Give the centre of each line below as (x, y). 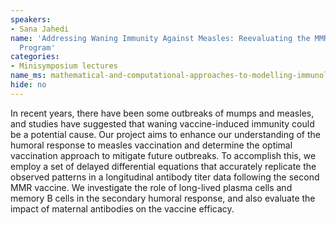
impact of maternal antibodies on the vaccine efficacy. (122, 208)
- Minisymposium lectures (64, 66)
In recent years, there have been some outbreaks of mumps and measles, (162, 113)
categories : (35, 57)
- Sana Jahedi (40, 29)
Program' (37, 47)
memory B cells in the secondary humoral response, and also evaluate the (163, 198)
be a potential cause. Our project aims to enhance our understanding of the (165, 134)
